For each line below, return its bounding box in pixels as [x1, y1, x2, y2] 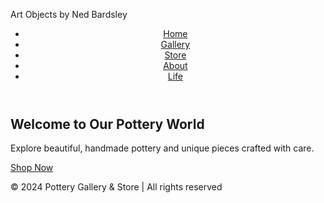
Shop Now [10, 162, 54, 174]
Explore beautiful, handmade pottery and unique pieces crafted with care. [10, 142, 315, 154]
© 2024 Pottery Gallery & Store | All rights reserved [10, 181, 223, 193]
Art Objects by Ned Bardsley [10, 9, 128, 20]
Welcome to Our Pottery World [10, 116, 205, 133]
